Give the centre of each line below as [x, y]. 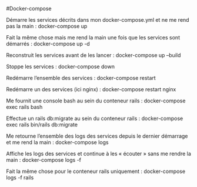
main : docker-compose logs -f [44, 160]
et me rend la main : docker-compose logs [57, 142]
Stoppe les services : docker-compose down [60, 66]
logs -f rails [20, 178]
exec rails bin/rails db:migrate [42, 125]
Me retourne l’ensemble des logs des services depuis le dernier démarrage [97, 136]
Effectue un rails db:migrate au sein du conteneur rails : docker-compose [95, 118]
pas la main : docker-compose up [47, 26]
